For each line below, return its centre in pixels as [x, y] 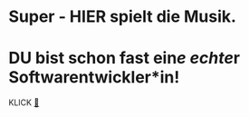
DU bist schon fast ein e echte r [124, 58]
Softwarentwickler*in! [94, 78]
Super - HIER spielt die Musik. [123, 17]
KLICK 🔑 [24, 102]
